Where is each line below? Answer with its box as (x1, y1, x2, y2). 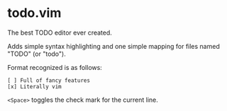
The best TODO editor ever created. (7, 28, 112, 37)
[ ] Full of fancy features (7, 76, 91, 84)
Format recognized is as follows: (7, 63, 103, 71)
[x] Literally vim (7, 83, 62, 90)
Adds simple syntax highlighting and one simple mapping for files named (7, 42, 220, 50)
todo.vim (7, 5, 62, 21)
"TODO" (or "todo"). (7, 49, 66, 58)
